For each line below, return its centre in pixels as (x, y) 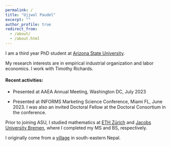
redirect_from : (21, 29)
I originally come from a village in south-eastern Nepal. (63, 138)
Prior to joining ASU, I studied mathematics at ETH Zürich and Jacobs (78, 122)
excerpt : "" (18, 19)
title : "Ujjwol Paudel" (31, 15)
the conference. (30, 113)
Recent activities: (24, 80)
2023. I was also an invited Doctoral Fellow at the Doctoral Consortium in (89, 107)
